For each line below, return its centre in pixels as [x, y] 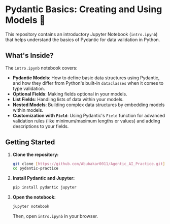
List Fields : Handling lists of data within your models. [68, 99]
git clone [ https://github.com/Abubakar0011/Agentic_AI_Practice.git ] [89, 164]
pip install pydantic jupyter [45, 187]
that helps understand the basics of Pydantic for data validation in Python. [83, 40]
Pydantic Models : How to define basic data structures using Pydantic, [86, 78]
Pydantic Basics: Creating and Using [84, 9]
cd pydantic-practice [35, 169]
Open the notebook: [34, 197]
